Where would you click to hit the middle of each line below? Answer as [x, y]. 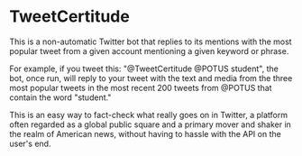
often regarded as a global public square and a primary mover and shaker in [150, 124]
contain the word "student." [60, 97]
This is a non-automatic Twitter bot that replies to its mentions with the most [151, 41]
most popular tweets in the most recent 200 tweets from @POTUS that [141, 87]
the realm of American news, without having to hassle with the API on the [145, 133]
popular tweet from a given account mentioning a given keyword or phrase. [149, 50]
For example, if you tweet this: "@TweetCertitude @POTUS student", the [144, 69]
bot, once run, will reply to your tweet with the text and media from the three [151, 78]
